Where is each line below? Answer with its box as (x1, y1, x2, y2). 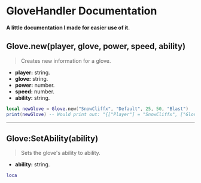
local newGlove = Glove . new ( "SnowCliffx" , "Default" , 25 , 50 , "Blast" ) (6, 106, 189, 112)
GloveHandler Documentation (6, 4, 157, 18)
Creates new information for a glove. (20, 57, 111, 64)
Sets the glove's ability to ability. (20, 150, 100, 157)
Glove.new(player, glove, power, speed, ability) (6, 41, 186, 51)
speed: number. (14, 88, 55, 95)
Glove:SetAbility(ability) (6, 133, 99, 144)
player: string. (14, 69, 50, 76)
